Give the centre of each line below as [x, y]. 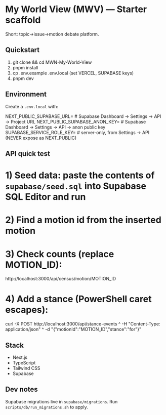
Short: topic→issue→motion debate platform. [52, 34]
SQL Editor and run [46, 197]
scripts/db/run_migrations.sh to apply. [47, 407]
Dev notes [22, 389]
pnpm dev [23, 78]
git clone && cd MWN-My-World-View [52, 62]
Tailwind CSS [26, 368]
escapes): [27, 310]
